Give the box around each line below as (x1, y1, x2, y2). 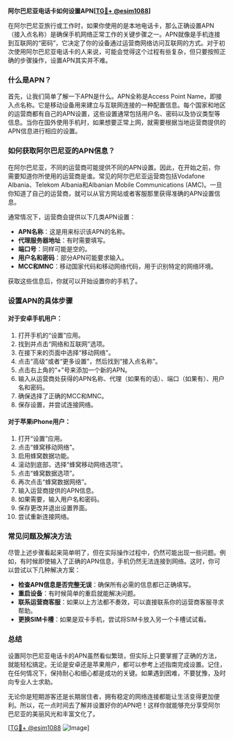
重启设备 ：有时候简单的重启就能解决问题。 (17, 589, 140, 597)
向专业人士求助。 (8, 677, 57, 686)
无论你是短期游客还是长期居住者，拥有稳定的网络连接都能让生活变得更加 (8, 692, 214, 700)
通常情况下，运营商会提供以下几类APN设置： (8, 212, 136, 221)
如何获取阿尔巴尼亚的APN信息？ (8, 146, 115, 155)
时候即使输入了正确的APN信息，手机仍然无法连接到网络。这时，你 (26, 557, 215, 566)
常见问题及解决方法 (8, 531, 72, 541)
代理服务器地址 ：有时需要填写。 (17, 236, 109, 244)
